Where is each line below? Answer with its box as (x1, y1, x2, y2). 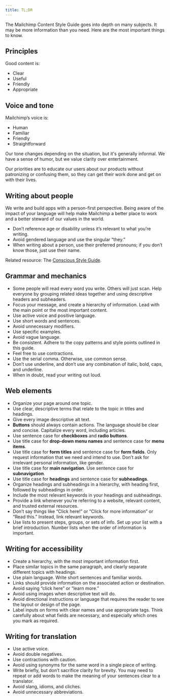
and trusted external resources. (12, 503, 79, 509)
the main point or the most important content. (12, 307, 108, 313)
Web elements (5, 387, 52, 395)
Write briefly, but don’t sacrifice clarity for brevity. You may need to (12, 667, 153, 674)
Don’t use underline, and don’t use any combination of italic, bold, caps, (12, 361, 163, 367)
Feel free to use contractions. (12, 350, 75, 356)
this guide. (12, 344, 35, 351)
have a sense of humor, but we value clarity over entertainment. (5, 156, 139, 162)
